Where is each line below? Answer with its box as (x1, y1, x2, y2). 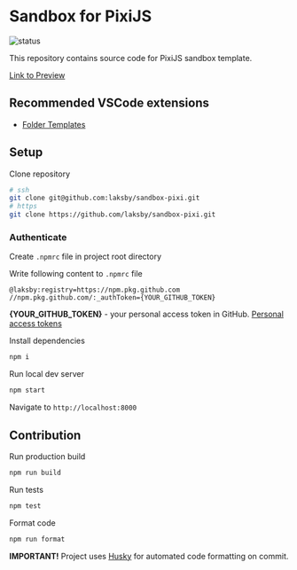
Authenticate (9, 230, 67, 243)
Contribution (9, 427, 82, 442)
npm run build (9, 468, 62, 477)
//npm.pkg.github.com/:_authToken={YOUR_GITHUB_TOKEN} (9, 293, 216, 302)
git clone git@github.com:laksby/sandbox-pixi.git (9, 193, 200, 203)
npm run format (9, 535, 66, 543)
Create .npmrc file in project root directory (9, 251, 162, 262)
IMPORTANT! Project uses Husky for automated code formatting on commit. (9, 550, 289, 561)
